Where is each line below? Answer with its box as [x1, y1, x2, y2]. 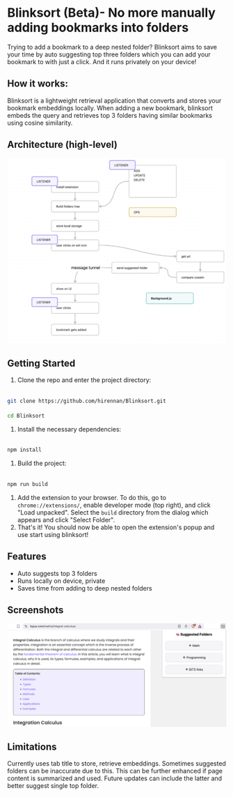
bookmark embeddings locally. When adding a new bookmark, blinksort [7, 103, 214, 112]
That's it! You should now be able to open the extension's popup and [17, 523, 215, 531]
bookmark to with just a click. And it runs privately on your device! [7, 57, 197, 66]
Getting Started [7, 357, 76, 369]
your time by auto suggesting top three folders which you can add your [7, 50, 211, 59]
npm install [7, 446, 42, 454]
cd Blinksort [7, 412, 45, 419]
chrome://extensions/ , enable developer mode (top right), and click [17, 501, 211, 510]
